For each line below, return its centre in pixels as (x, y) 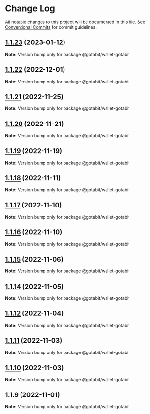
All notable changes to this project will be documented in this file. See (75, 22)
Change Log (30, 9)
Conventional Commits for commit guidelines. (51, 27)
